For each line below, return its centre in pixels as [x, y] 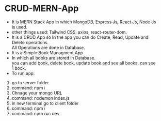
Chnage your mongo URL [37, 93]
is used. [19, 27]
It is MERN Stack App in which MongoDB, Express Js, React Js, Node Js [84, 22]
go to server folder [30, 82]
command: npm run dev [35, 113]
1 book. [19, 68]
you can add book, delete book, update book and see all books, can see [84, 63]
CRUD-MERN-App [42, 8]
